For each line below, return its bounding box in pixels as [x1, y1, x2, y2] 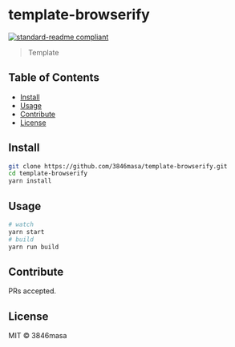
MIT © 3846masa [8, 331, 67, 341]
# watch [8, 220, 34, 228]
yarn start [8, 228, 45, 236]
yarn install [8, 177, 52, 185]
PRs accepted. [8, 286, 57, 296]
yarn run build [8, 243, 59, 251]
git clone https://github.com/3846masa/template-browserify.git [8, 162, 228, 170]
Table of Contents [8, 71, 100, 85]
